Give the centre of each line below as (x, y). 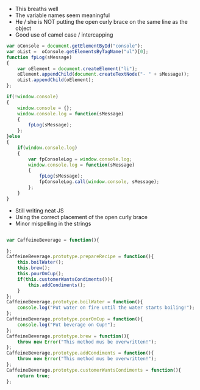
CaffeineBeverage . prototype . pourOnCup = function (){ (75, 319)
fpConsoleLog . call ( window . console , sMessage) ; (99, 182)
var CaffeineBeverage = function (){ (53, 240)
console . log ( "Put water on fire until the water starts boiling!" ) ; (106, 308)
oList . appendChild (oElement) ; (56, 80)
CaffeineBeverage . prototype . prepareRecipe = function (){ (80, 257)
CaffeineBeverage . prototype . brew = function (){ (68, 336)
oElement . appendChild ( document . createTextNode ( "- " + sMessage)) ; (103, 74)
